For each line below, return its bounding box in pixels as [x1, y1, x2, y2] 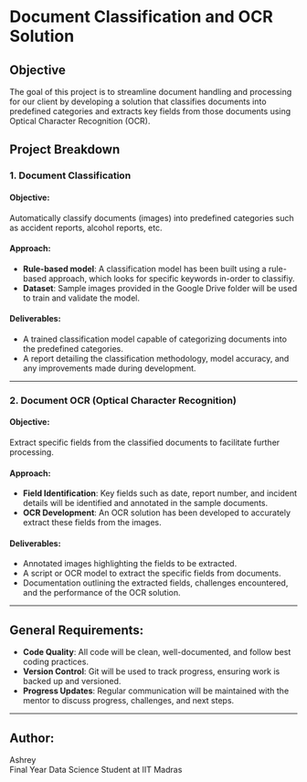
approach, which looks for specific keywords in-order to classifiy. [48, 272, 295, 284]
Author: [9, 730, 55, 745]
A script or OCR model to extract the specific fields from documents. [22, 568, 281, 579]
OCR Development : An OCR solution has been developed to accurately [22, 507, 291, 518]
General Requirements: [9, 622, 144, 638]
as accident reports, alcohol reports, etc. [9, 222, 163, 233]
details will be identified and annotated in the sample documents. [22, 498, 269, 509]
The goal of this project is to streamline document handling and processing [9, 87, 292, 97]
